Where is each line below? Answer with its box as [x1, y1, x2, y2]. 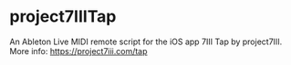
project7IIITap [9, 6, 117, 27]
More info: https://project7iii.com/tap [9, 45, 148, 56]
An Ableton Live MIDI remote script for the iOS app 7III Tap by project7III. [9, 36, 283, 47]
